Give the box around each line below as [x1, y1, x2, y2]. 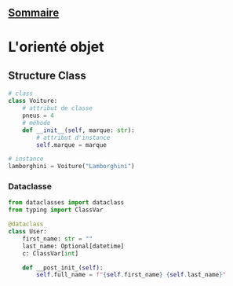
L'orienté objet [8, 38, 104, 56]
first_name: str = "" [22, 235, 93, 243]
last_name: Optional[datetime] [22, 242, 125, 250]
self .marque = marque [36, 141, 107, 148]
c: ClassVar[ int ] [22, 249, 79, 258]
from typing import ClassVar [8, 206, 104, 214]
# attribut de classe [22, 104, 93, 112]
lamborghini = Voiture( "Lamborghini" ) [8, 163, 135, 170]
